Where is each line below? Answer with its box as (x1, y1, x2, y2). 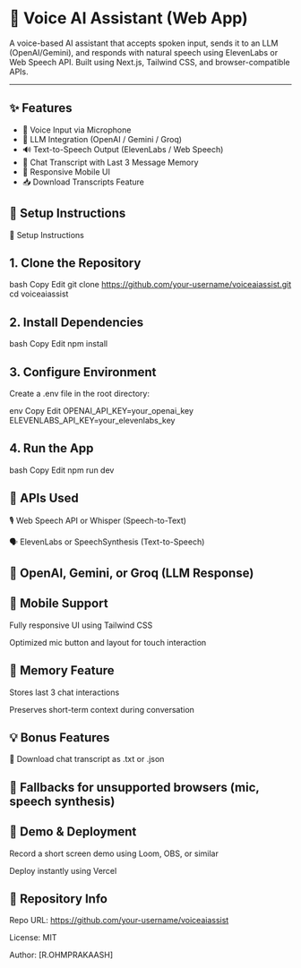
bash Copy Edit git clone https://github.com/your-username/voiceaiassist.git (9, 279, 292, 290)
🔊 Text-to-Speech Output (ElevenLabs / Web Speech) (21, 143, 224, 155)
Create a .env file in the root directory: (9, 389, 150, 398)
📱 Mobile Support (9, 595, 109, 612)
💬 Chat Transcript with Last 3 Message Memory (21, 157, 199, 167)
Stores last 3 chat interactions (9, 687, 120, 698)
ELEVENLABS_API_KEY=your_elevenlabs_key (9, 415, 176, 425)
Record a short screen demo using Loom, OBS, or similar (9, 848, 219, 859)
